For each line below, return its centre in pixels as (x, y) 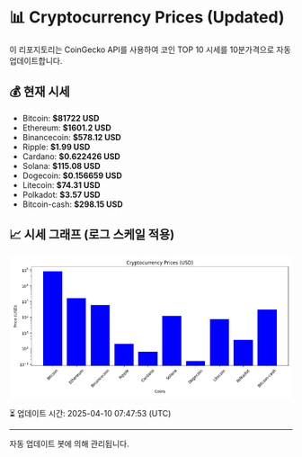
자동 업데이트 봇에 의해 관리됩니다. (69, 444)
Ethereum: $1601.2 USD (67, 128)
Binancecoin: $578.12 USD (71, 137)
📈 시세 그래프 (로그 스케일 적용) (92, 235)
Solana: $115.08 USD (61, 166)
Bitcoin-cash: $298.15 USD (72, 204)
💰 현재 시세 (40, 92)
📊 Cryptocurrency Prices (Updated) (147, 18)
